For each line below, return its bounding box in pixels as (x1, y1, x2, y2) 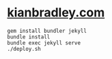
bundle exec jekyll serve (7, 39, 81, 46)
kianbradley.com (7, 5, 105, 21)
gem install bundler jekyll (7, 27, 87, 34)
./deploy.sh (7, 45, 41, 52)
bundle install (7, 33, 51, 40)
